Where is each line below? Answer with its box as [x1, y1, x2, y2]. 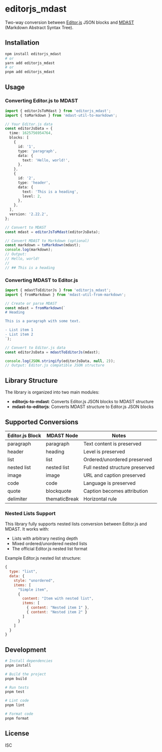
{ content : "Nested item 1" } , [26, 605, 90, 610]
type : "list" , [9, 569, 38, 574]
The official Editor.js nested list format [12, 546, 88, 552]
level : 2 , [22, 194, 42, 199]
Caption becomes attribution [83, 487, 148, 494]
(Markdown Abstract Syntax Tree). [5, 24, 74, 30]
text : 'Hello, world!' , [22, 157, 70, 163]
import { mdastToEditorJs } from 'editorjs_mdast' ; [5, 287, 111, 293]
